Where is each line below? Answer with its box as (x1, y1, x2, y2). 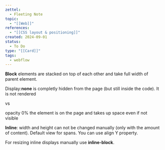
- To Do (9, 44, 26, 49)
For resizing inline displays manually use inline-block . (5, 140, 115, 146)
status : (5, 39, 21, 44)
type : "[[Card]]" (5, 48, 41, 53)
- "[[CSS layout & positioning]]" (9, 30, 80, 35)
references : (5, 26, 30, 30)
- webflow (9, 58, 30, 62)
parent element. (5, 76, 37, 82)
